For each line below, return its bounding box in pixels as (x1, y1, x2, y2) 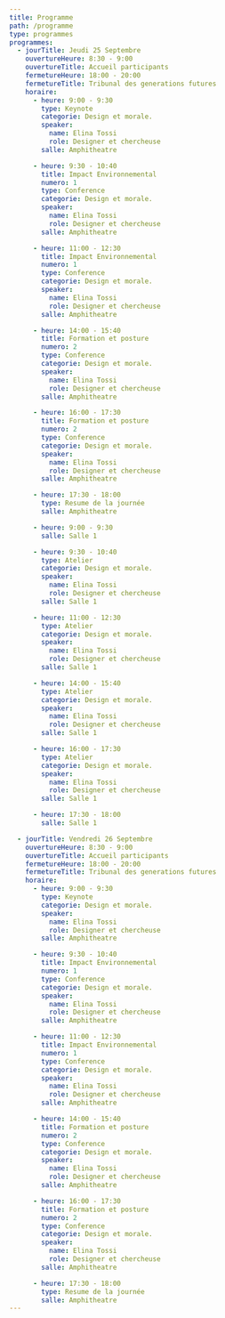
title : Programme (9, 12, 74, 22)
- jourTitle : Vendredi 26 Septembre (17, 834, 153, 844)
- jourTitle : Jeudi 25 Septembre (17, 46, 141, 55)
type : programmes (9, 29, 74, 38)
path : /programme (9, 21, 74, 30)
